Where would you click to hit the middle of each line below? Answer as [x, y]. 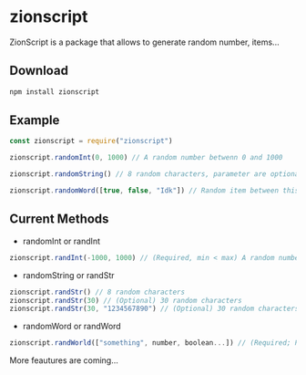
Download [39, 71]
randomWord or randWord [71, 327]
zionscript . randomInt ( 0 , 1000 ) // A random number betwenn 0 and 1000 [146, 158]
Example [35, 120]
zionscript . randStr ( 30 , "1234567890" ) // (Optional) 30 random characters [154, 309]
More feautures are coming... [64, 360]
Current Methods [59, 219]
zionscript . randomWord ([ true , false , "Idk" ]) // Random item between [144, 191]
